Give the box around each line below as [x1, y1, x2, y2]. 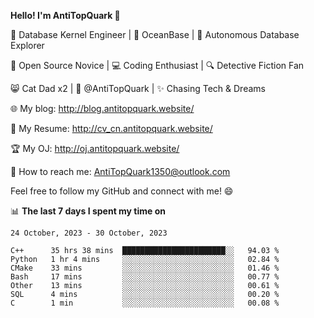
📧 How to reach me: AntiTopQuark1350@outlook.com [10, 166, 231, 177]
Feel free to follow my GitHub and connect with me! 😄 [10, 185, 234, 197]
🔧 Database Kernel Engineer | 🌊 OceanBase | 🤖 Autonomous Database [10, 29, 300, 40]
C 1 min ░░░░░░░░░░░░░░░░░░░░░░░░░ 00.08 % [10, 298, 280, 308]
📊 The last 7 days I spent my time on [10, 205, 167, 217]
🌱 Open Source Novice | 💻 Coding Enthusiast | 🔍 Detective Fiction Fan [10, 60, 305, 71]
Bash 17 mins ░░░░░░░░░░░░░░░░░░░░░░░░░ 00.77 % [10, 272, 280, 282]
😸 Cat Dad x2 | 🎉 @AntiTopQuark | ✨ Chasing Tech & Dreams [10, 83, 266, 94]
